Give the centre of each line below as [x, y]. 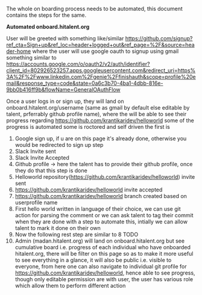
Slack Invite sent [35, 151]
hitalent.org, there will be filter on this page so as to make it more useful [104, 253]
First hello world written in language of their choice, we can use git [98, 209]
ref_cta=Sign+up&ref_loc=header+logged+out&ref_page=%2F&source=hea [100, 45]
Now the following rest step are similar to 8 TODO [77, 234]
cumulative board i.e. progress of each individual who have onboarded [103, 247]
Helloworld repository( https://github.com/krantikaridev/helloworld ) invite [105, 177]
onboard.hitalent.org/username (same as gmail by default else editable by [98, 107]
